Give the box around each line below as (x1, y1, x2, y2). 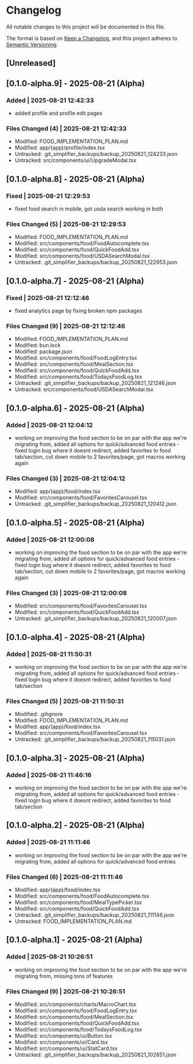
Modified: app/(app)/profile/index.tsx (14, 144, 105, 151)
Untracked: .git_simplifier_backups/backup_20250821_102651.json (14, 1051, 176, 1058)
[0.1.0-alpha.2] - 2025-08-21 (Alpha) (6, 820, 145, 830)
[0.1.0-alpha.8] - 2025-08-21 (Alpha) (6, 174, 145, 184)
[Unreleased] (6, 58, 56, 68)
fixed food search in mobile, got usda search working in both (14, 205, 163, 212)
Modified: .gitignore (14, 711, 63, 718)
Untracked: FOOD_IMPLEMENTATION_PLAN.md (14, 918, 132, 925)
